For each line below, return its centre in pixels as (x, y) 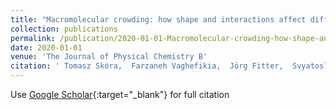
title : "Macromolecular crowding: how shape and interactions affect (158, 19)
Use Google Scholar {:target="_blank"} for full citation (120, 94)
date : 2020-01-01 (46, 47)
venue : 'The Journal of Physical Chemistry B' (109, 57)
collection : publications (64, 29)
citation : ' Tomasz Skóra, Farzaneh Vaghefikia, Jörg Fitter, (147, 66)
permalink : (33, 38)
